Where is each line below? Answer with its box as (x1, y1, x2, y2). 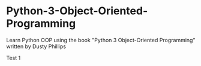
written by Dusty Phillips (6, 43, 66, 50)
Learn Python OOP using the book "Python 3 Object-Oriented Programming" (6, 36, 196, 43)
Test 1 (6, 54, 21, 61)
